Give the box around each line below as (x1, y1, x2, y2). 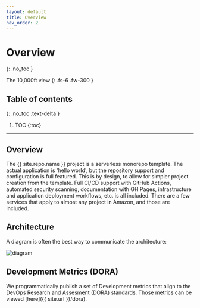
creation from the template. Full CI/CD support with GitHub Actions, (6, 179, 171, 186)
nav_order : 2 (6, 20, 39, 26)
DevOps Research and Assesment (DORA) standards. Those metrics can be (6, 289, 192, 296)
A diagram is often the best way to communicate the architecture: (6, 238, 167, 245)
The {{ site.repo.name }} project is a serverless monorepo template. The (6, 160, 183, 167)
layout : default (6, 8, 46, 15)
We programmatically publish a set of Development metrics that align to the (6, 282, 192, 289)
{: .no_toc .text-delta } (6, 110, 60, 117)
